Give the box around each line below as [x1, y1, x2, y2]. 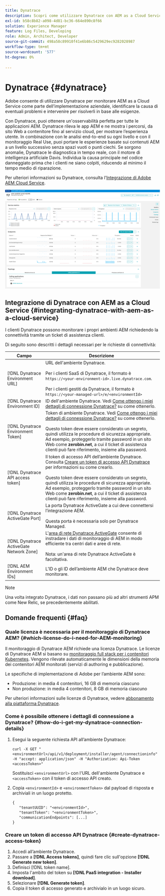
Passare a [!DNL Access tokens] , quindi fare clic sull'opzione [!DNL [12, 854, 150, 860]
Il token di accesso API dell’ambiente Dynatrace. [45, 453, 142, 459]
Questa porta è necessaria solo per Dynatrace [45, 518, 138, 524]
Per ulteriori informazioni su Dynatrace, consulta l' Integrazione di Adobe [5, 175, 151, 181]
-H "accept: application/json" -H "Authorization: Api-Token [12, 757, 140, 761]
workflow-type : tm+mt [5, 44, 50, 49]
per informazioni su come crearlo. [45, 464, 114, 470]
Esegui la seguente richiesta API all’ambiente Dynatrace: [12, 736, 126, 742]
